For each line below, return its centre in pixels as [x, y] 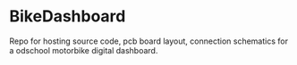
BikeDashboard [68, 16]
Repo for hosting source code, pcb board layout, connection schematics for [149, 41]
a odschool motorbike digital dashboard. [84, 50]
